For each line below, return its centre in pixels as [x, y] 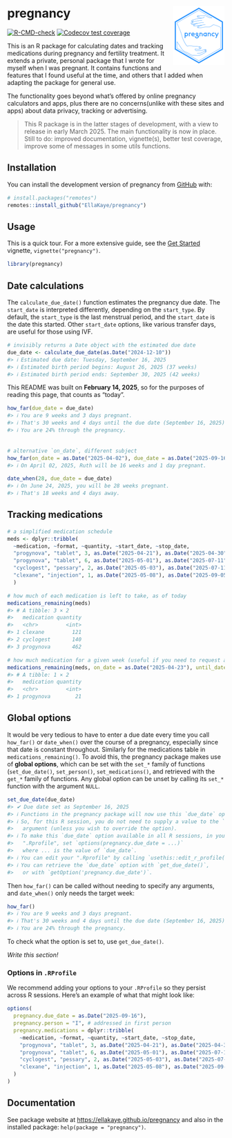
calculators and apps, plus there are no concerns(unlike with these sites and [116, 103]
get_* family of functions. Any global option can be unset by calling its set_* [116, 778]
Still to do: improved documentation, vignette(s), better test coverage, [123, 138]
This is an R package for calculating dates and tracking [85, 46]
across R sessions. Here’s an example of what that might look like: [101, 995]
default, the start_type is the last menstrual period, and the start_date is [111, 317]
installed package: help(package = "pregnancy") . [77, 1127]
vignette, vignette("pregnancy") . [54, 251]
